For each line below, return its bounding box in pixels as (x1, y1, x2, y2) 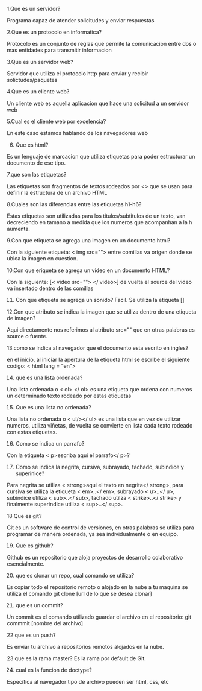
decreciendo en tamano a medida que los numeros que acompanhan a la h (7, 219, 192, 226)
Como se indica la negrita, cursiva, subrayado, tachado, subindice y (15, 464, 184, 470)
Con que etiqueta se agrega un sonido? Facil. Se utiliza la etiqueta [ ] (15, 297, 185, 303)
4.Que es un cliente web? (7, 88, 70, 95)
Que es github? (15, 542, 54, 549)
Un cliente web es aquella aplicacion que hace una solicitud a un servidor (7, 99, 189, 107)
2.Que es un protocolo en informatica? (7, 28, 102, 36)
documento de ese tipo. (7, 159, 66, 166)
